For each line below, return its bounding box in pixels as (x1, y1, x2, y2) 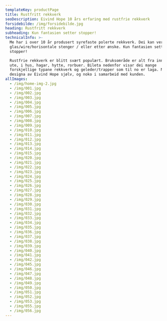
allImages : (5, 77, 28, 82)
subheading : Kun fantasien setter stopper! (5, 30, 97, 35)
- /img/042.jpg (9, 257, 41, 262)
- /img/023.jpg (9, 169, 41, 174)
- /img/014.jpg (9, 146, 41, 151)
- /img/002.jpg (9, 90, 41, 95)
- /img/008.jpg (9, 118, 41, 123)
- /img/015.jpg (9, 151, 41, 156)
